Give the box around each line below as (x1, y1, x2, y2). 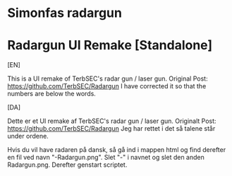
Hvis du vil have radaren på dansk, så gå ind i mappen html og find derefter (7, 146, 226, 154)
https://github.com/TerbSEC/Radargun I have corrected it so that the (7, 82, 207, 90)
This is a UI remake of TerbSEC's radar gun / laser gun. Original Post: (7, 74, 208, 83)
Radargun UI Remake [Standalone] (7, 37, 213, 54)
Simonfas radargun (7, 5, 122, 21)
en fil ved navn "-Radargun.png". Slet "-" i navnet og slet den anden (7, 153, 204, 162)
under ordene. (7, 132, 49, 141)
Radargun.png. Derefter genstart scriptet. (7, 160, 128, 169)
